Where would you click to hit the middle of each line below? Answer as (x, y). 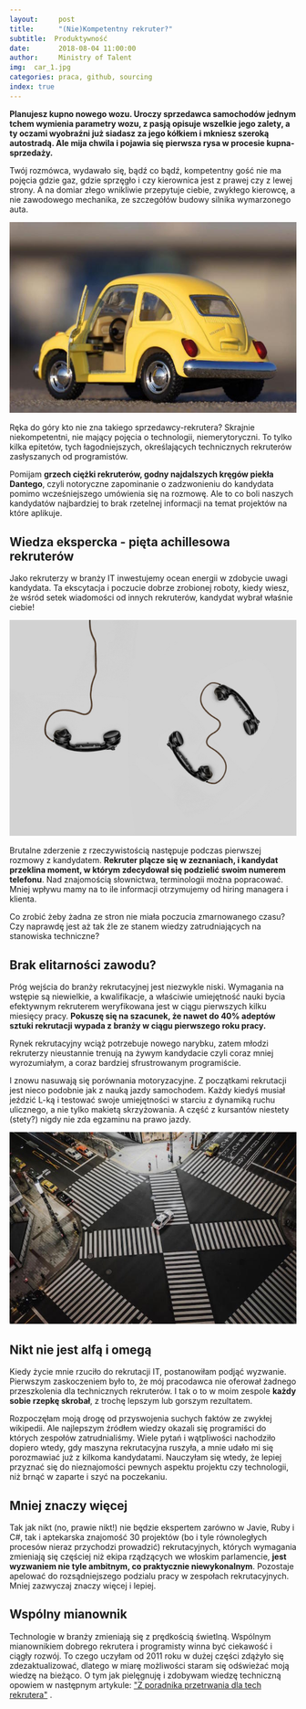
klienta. (23, 899)
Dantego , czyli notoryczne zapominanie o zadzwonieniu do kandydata (142, 484)
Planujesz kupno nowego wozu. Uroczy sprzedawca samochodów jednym (153, 113)
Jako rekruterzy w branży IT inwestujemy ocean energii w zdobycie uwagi (149, 578)
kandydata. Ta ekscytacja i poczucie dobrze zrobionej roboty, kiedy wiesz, (149, 588)
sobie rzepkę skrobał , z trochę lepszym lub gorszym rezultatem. (131, 1401)
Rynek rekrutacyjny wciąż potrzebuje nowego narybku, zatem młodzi (139, 1044)
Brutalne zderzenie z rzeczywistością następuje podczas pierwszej (135, 850)
